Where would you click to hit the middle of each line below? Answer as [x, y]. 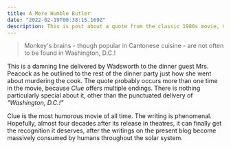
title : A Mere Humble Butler [49, 13]
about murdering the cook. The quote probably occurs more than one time [112, 81]
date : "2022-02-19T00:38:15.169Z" [57, 20]
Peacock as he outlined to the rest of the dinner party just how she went [109, 73]
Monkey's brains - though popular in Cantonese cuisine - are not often [124, 46]
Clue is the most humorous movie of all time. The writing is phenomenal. [109, 116]
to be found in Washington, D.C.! [70, 53]
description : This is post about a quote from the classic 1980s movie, [113, 26]
